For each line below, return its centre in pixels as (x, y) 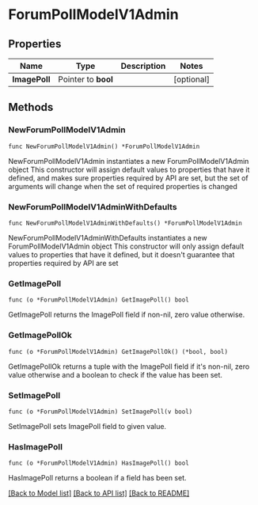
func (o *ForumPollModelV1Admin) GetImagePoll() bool (99, 300)
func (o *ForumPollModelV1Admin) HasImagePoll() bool (99, 463)
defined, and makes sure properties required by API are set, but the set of (129, 178)
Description (143, 66)
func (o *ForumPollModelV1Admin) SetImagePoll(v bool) (101, 412)
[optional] (191, 79)
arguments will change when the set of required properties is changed (123, 186)
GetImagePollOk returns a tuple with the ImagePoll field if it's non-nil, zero (129, 366)
